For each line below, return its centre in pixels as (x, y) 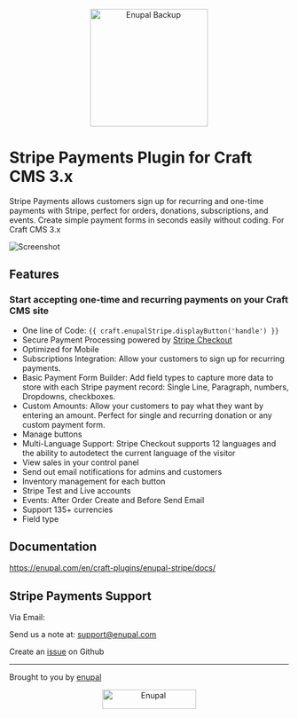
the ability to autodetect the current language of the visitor (129, 453)
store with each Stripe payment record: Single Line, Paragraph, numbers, (155, 387)
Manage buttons (52, 434)
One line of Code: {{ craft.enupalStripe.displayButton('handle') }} (150, 330)
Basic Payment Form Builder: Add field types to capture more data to (148, 377)
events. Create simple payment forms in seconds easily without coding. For (147, 220)
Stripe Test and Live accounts (76, 490)
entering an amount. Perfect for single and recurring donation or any (147, 415)
